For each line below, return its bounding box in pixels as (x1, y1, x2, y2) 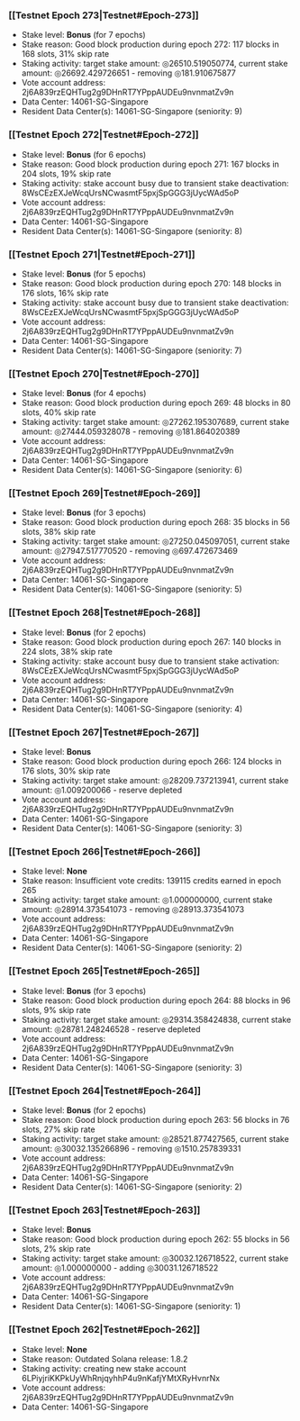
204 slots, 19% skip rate (21, 167, 112, 179)
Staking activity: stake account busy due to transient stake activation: (21, 656, 280, 666)
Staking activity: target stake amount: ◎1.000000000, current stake (21, 894, 273, 905)
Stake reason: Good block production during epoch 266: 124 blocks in (21, 756, 282, 767)
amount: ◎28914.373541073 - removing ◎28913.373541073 (21, 904, 245, 915)
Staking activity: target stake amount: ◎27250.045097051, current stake (21, 536, 290, 547)
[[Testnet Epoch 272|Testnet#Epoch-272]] (8, 129, 199, 141)
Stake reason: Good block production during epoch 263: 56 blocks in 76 (21, 1114, 290, 1125)
